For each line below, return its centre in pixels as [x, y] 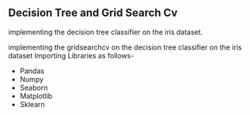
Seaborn [34, 87]
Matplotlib [36, 96]
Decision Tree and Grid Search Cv [93, 13]
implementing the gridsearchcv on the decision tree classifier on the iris [125, 47]
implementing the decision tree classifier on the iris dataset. [106, 32]
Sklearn [32, 104]
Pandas [32, 71]
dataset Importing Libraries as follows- [71, 55]
